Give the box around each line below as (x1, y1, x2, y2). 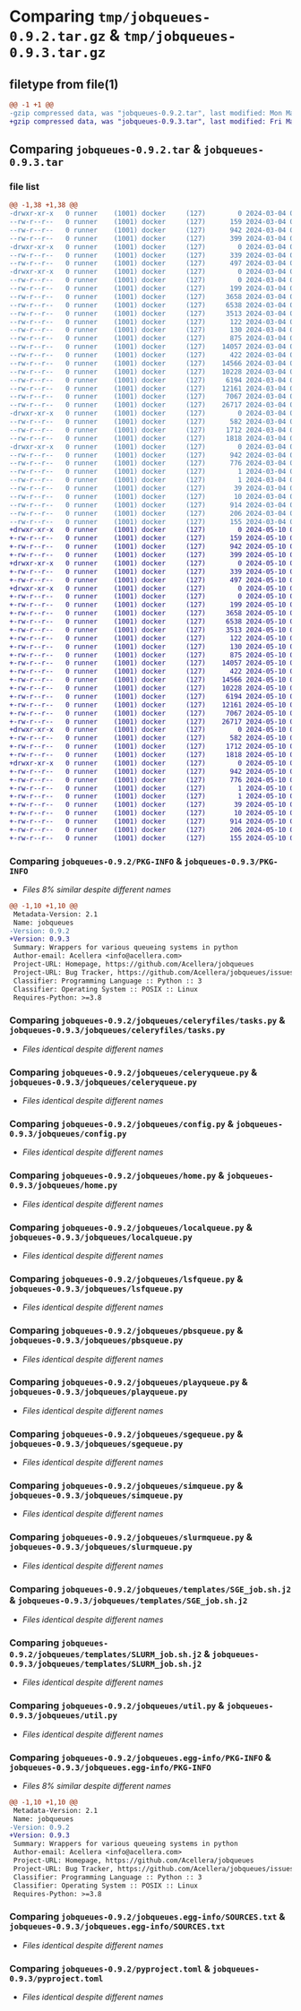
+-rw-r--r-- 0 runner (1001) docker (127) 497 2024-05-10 (9, 575, 287, 584)
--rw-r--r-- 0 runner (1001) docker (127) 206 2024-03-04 (9, 509, 287, 518)
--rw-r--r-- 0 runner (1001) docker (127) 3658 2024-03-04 (9, 292, 287, 301)
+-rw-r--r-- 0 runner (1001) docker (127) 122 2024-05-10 (9, 633, 287, 642)
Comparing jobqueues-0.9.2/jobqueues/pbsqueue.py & (9, 1324, 244, 1336)
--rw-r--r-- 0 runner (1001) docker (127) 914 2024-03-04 (9, 500, 287, 510)
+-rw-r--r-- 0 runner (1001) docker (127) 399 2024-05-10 (9, 551, 287, 560)
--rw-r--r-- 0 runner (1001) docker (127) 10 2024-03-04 (9, 492, 287, 501)
